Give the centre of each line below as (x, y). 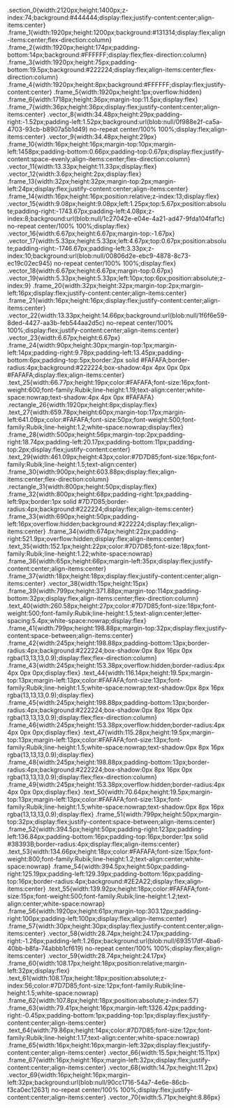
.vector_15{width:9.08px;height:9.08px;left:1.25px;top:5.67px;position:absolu (117, 204)
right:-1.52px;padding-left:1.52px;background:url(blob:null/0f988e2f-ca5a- (115, 122)
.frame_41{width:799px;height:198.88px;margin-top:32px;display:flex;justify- (117, 628)
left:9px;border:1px (34, 501)
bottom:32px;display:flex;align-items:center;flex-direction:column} (103, 598)
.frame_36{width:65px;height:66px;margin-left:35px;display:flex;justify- (110, 561)
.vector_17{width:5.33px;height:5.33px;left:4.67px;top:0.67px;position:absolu (117, 241)
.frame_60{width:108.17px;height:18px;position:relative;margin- (97, 963)
